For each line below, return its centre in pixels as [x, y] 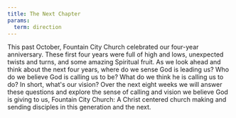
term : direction [38, 27]
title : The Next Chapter [44, 14]
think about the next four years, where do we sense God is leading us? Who [118, 70]
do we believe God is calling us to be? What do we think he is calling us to [116, 77]
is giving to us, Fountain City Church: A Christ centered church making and [117, 100]
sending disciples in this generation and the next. [79, 107]
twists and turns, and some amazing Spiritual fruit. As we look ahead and [114, 62]
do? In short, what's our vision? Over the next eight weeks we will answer [115, 85]
